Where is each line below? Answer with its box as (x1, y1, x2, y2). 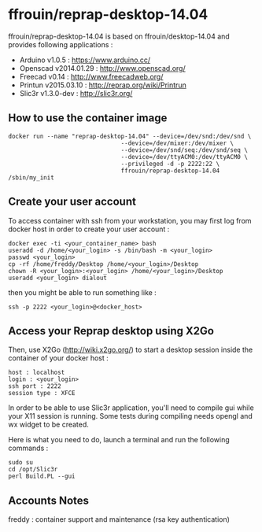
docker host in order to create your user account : (8, 224, 170, 234)
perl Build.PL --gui (8, 472, 76, 481)
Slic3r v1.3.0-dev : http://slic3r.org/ (19, 88, 133, 98)
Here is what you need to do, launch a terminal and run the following (8, 435, 230, 445)
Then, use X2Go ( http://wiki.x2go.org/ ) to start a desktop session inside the (8, 345, 253, 355)
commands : (8, 443, 49, 453)
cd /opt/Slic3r (8, 466, 58, 474)
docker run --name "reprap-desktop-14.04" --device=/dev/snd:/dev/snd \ (8, 132, 252, 140)
